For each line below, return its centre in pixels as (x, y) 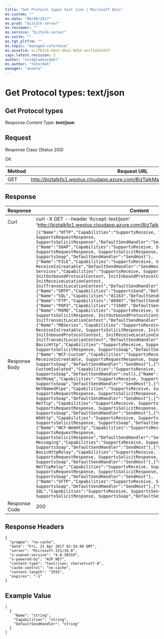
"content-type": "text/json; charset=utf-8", (57, 564)
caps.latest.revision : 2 (30, 55)
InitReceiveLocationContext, (70, 281)
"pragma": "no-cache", (32, 542)
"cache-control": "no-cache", (40, 568)
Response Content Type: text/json (40, 122)
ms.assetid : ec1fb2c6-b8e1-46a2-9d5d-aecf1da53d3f (58, 50)
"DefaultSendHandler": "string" (47, 624)
